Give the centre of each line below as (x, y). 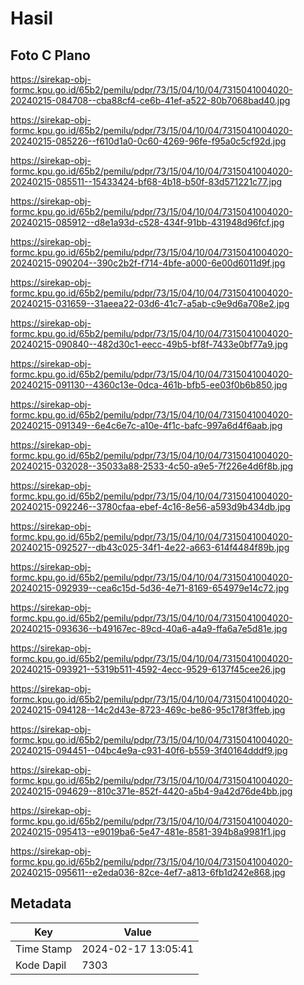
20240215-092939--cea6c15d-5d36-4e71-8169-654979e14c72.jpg (150, 588)
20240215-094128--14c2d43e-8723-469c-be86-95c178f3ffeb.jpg (148, 710)
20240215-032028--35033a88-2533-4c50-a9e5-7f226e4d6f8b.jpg (152, 466)
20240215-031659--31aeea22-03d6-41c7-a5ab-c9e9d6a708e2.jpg (150, 303)
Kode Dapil (41, 965)
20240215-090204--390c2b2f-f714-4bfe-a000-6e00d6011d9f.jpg (148, 263)
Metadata (41, 903)
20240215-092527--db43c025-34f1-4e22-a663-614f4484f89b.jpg (150, 547)
